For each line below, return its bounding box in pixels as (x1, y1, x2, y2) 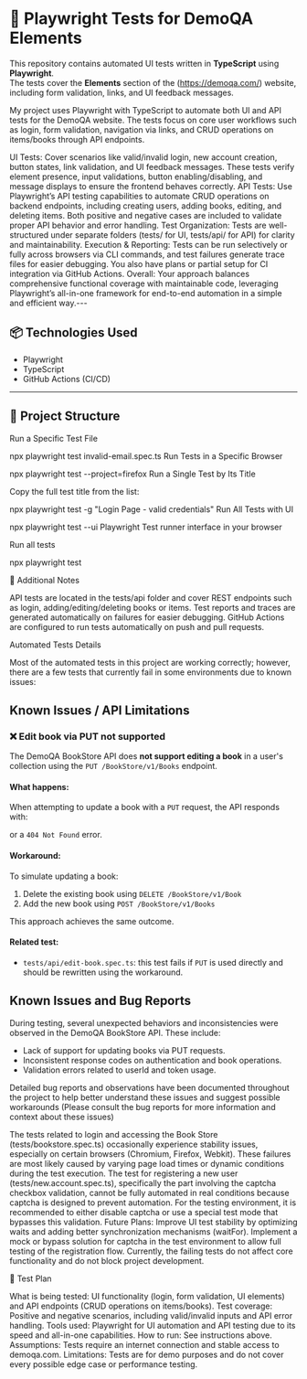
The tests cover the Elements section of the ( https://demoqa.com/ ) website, (9, 77, 297, 88)
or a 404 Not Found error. (9, 829, 102, 840)
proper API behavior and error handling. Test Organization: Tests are (9, 219, 267, 230)
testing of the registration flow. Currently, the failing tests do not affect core (9, 1245, 294, 1256)
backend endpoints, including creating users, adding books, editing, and (9, 200, 282, 211)
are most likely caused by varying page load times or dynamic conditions (9, 1158, 285, 1169)
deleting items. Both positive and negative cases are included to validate (9, 209, 282, 220)
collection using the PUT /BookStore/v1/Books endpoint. (9, 761, 217, 772)
